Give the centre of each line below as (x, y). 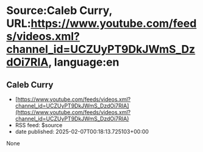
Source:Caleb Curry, (59, 11)
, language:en (84, 62)
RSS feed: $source (39, 125)
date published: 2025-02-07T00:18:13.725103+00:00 (82, 132)
